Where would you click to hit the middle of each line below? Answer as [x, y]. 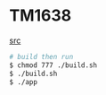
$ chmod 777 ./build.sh [53, 65]
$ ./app [24, 82]
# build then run [41, 56]
